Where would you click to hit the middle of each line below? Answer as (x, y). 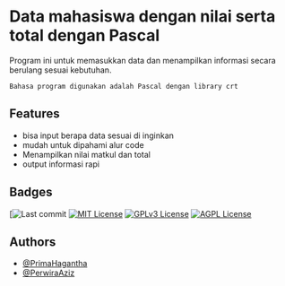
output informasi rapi (61, 164)
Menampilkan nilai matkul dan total (86, 154)
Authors (33, 242)
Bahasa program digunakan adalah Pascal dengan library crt (124, 86)
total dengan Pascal (85, 35)
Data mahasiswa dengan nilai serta (142, 17)
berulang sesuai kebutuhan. (60, 70)
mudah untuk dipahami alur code (83, 144)
